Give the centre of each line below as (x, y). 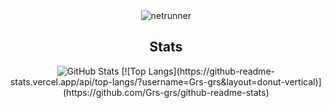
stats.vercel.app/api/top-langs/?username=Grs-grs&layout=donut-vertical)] (166, 81)
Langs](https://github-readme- (211, 71)
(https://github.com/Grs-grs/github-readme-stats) (166, 92)
